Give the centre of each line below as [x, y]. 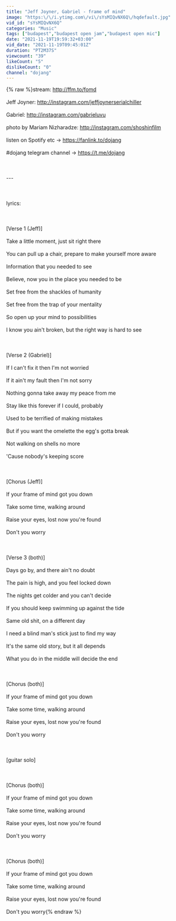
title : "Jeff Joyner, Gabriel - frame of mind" [66, 12]
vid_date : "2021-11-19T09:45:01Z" [49, 45]
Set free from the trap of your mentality [54, 305]
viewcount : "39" [26, 56]
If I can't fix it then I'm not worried [47, 368]
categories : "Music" [32, 28]
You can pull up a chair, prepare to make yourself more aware [81, 254]
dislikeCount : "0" [29, 67]
